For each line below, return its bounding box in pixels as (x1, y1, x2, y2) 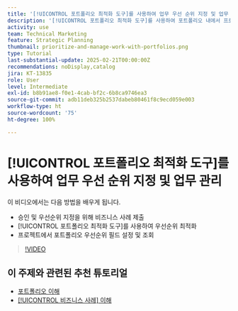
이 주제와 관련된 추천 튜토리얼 (7, 267, 128, 279)
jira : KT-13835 (7, 70, 52, 77)
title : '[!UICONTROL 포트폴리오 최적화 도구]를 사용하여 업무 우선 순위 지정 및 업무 (7, 10, 229, 18)
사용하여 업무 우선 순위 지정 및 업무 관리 (7, 173, 222, 189)
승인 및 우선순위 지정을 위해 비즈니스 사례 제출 (17, 212, 144, 221)
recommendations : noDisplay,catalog (7, 63, 115, 70)
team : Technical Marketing (7, 30, 87, 38)
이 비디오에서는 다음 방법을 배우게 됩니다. (7, 197, 121, 206)
